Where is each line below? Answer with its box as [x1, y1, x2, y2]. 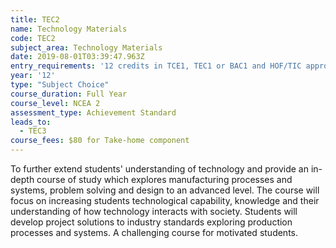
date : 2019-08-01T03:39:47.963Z [10, 52, 145, 62]
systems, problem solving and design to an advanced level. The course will [10, 184, 320, 196]
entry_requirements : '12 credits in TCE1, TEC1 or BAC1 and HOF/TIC [10, 61, 302, 71]
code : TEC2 [10, 33, 56, 43]
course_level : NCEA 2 [10, 98, 101, 108]
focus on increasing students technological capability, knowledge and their [10, 195, 320, 206]
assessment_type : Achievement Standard [10, 107, 177, 118]
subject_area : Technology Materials [10, 42, 163, 53]
